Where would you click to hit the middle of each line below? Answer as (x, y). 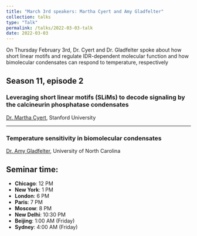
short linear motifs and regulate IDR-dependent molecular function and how (98, 56)
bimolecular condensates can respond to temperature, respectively (87, 63)
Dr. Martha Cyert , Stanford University (51, 117)
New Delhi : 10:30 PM (40, 214)
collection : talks (28, 17)
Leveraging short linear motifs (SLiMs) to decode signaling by (96, 97)
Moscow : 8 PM (33, 208)
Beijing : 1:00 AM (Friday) (45, 221)
